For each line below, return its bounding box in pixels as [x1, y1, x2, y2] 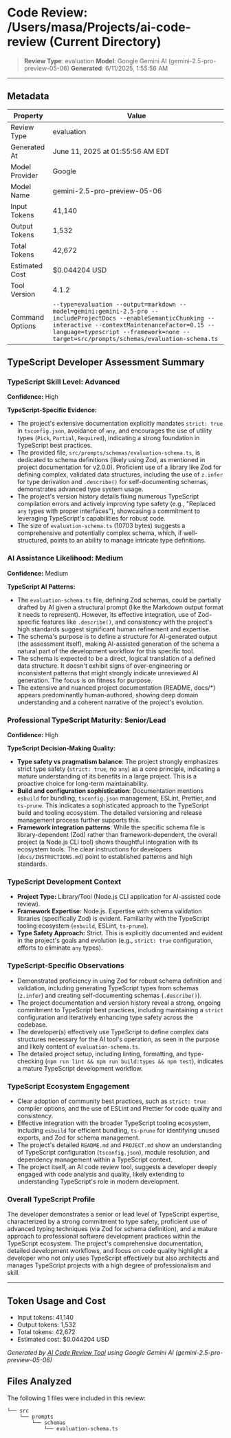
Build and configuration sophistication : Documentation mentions [16, 787, 204, 795]
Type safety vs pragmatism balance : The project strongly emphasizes [16, 758, 219, 766]
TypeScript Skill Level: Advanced [7, 377, 120, 386]
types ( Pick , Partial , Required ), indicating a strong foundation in [16, 434, 200, 442]
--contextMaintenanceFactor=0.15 [95, 321, 205, 329]
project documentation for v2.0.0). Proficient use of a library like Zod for [16, 463, 221, 472]
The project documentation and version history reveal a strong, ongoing [16, 999, 221, 1007]
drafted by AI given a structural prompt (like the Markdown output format [16, 603, 223, 611]
